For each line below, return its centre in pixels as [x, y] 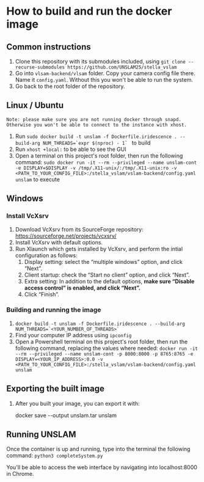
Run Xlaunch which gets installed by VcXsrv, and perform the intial [99, 249]
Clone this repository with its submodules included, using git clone [100, 61]
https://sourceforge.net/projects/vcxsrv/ [66, 236]
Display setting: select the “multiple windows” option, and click [104, 261]
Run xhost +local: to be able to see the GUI [71, 149]
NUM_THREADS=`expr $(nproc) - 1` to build [97, 142]
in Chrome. [20, 474]
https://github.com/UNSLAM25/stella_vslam [122, 67]
